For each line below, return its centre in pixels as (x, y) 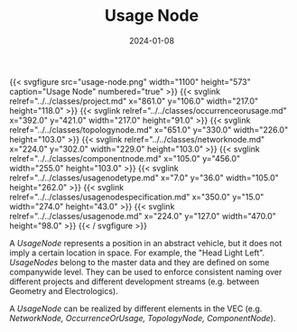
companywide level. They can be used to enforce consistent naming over (146, 272)
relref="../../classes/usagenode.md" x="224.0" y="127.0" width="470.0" (143, 216)
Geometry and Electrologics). (64, 290)
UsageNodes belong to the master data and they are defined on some (139, 262)
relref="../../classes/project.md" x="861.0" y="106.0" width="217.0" (134, 101)
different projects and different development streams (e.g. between (135, 281)
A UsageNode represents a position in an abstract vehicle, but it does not (146, 243)
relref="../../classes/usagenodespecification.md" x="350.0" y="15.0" (137, 197)
